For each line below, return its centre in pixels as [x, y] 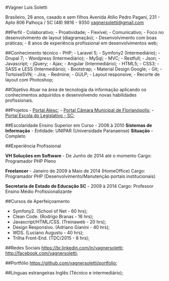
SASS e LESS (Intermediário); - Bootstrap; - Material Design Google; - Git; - [84, 69]
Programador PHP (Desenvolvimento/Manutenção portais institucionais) [80, 176]
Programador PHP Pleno [31, 161]
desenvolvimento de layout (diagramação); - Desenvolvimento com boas [81, 38]
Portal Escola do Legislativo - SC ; [40, 115]
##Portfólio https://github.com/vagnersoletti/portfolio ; [61, 263]
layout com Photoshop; [29, 80]
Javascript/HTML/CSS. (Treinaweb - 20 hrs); [59, 222]
